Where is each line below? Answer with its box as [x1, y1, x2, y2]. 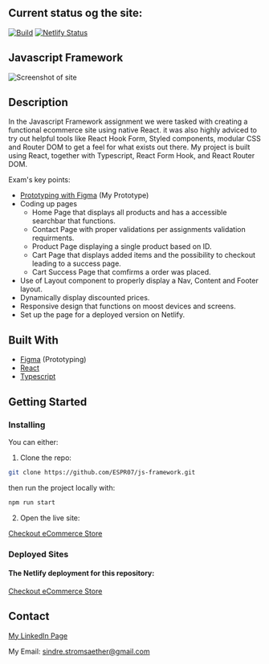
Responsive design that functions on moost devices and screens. [19, 301, 236, 312]
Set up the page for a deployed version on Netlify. [19, 310, 185, 320]
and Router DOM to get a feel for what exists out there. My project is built [8, 142, 251, 152]
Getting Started [8, 395, 88, 409]
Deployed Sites [8, 548, 69, 560]
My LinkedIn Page [8, 630, 68, 641]
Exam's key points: [8, 175, 71, 185]
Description [8, 96, 68, 109]
